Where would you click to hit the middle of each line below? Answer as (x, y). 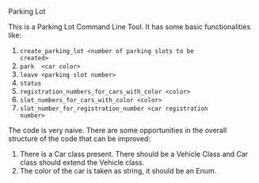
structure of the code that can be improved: (79, 139)
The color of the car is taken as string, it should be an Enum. (118, 171)
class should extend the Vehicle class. (82, 162)
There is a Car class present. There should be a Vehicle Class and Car (134, 154)
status (30, 83)
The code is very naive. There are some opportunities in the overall (118, 130)
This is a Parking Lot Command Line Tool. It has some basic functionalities (129, 27)
